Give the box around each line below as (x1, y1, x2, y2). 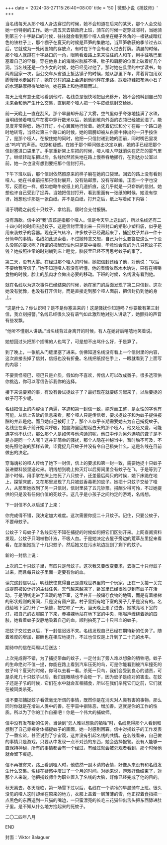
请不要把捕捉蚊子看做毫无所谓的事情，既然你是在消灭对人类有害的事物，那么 (5, 697, 162, 702)
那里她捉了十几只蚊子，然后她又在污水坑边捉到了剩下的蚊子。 (18, 542, 145, 547)
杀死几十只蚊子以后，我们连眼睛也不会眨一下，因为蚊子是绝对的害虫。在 (9, 674, 158, 679)
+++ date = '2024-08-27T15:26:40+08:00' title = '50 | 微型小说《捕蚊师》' (5, 5, 158, 10)
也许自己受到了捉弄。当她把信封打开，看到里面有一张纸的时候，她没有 (9, 189, 153, 195)
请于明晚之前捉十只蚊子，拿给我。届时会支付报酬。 (5, 206, 110, 212)
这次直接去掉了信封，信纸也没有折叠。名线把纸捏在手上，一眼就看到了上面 (5, 355, 158, 361)
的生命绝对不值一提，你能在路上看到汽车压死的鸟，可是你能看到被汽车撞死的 (5, 662, 162, 667)
